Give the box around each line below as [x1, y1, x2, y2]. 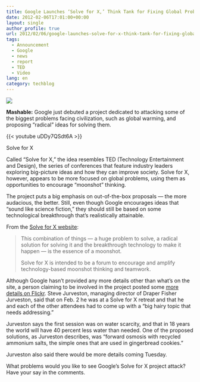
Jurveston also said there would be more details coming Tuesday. [6, 351, 168, 358]
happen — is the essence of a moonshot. [20, 248, 122, 254]
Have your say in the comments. [6, 369, 85, 376]
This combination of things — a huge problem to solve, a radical [20, 235, 178, 242]
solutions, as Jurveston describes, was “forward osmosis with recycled [6, 333, 181, 340]
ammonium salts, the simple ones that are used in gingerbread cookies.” [6, 340, 183, 346]
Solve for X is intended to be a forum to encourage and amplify [20, 259, 176, 266]
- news [11, 53, 28, 59]
